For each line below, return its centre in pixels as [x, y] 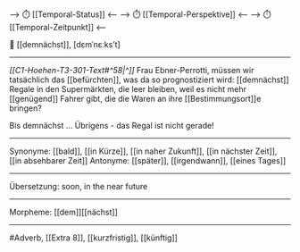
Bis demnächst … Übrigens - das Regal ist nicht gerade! [112, 126]
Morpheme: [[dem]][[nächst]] [64, 212]
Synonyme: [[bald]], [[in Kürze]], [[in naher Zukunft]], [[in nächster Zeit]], [143, 151]
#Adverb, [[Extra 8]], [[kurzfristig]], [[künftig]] [94, 238]
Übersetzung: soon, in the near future [79, 186]
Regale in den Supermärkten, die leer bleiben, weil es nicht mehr [128, 89]
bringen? [25, 108]
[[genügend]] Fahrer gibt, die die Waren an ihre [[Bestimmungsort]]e [135, 99]
